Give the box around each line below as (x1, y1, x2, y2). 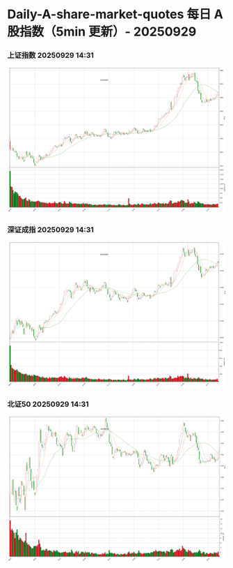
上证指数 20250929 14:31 (7, 50, 94, 60)
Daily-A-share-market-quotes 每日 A (7, 6, 224, 22)
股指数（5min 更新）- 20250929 (7, 24, 197, 40)
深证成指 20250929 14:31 (7, 225, 94, 234)
